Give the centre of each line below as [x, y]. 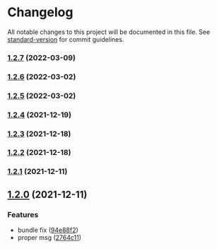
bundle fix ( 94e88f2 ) [48, 230]
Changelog [40, 12]
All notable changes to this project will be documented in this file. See [109, 32]
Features [23, 214]
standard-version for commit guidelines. [66, 39]
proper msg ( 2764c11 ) [49, 238]
